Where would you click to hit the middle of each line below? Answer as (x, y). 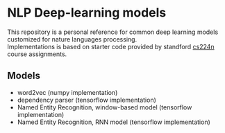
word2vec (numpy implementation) (67, 92)
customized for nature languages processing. (72, 39)
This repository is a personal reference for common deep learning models (113, 32)
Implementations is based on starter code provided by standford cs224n (111, 46)
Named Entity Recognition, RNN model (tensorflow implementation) (114, 122)
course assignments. (37, 54)
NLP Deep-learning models (87, 13)
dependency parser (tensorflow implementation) (86, 100)
